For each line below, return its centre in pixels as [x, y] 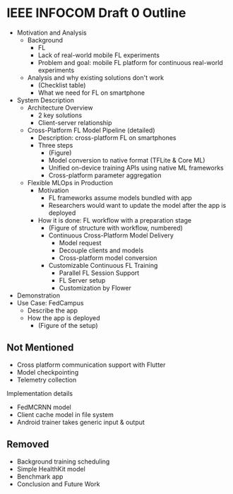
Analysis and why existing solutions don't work [95, 77]
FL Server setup [82, 280]
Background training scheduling [63, 461]
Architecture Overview [60, 107]
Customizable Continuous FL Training [103, 265]
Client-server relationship [75, 122]
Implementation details [40, 393]
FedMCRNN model [44, 407]
